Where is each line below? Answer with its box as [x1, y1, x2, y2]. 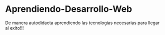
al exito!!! [5, 25, 24, 31]
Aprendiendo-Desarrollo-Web [5, 3, 132, 15]
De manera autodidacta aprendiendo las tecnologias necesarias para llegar [5, 20, 160, 26]
